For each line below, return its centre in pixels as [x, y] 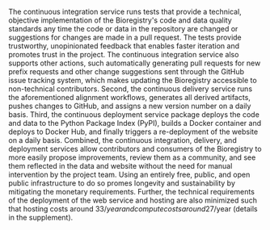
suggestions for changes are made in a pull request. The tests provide [125, 37]
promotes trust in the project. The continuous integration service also [124, 54]
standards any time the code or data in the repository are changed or [123, 29]
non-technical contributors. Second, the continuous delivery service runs [131, 89]
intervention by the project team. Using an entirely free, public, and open [129, 174]
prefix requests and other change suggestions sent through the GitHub [127, 71]
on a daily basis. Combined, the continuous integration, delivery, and [122, 140]
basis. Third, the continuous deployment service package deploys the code [134, 115]
